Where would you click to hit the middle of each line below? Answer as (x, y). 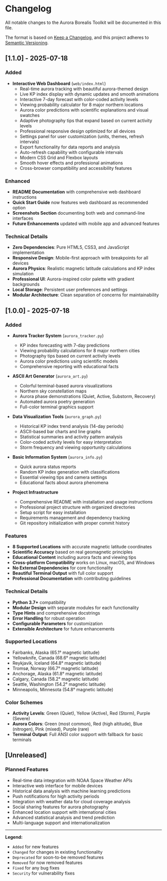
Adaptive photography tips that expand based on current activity (86, 121)
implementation (28, 252)
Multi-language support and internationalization (61, 823)
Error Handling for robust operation (49, 618)
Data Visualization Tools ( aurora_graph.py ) (57, 416)
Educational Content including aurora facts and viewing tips (74, 557)
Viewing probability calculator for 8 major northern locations (81, 105)
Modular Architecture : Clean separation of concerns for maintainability (85, 295)
